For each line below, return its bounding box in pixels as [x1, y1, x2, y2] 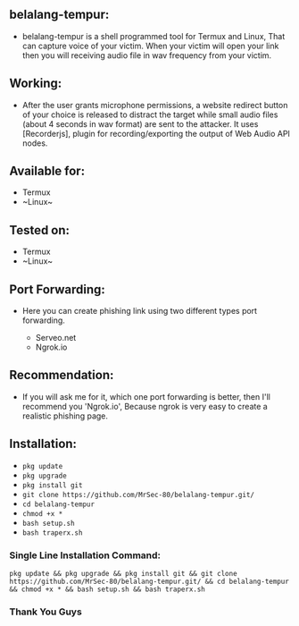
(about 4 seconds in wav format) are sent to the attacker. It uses [21, 118, 259, 129]
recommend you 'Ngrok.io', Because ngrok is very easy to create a [21, 401, 268, 411]
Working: [9, 76, 62, 91]
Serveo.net [35, 333, 77, 343]
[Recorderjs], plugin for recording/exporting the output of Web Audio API [21, 128, 290, 139]
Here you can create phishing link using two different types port [21, 306, 257, 317]
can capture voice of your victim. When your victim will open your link [21, 40, 279, 51]
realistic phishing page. [21, 410, 109, 421]
